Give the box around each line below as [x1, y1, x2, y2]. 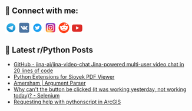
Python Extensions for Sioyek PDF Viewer [13, 73, 115, 80]
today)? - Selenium [13, 92, 60, 99]
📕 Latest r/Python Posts [5, 45, 94, 55]
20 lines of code [13, 67, 54, 74]
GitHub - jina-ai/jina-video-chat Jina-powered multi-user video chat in [13, 60, 184, 68]
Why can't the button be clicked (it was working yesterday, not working [13, 86, 187, 93]
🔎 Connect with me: [5, 6, 78, 16]
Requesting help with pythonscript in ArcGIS [13, 98, 121, 105]
